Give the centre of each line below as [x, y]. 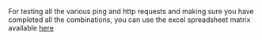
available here [31, 28]
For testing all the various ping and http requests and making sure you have [131, 11]
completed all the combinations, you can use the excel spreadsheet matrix [129, 20]
